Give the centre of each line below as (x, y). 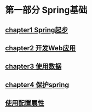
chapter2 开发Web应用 (41, 48)
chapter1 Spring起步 (37, 30)
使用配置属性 (25, 103)
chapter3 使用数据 (33, 66)
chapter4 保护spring (37, 85)
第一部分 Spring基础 (46, 10)
